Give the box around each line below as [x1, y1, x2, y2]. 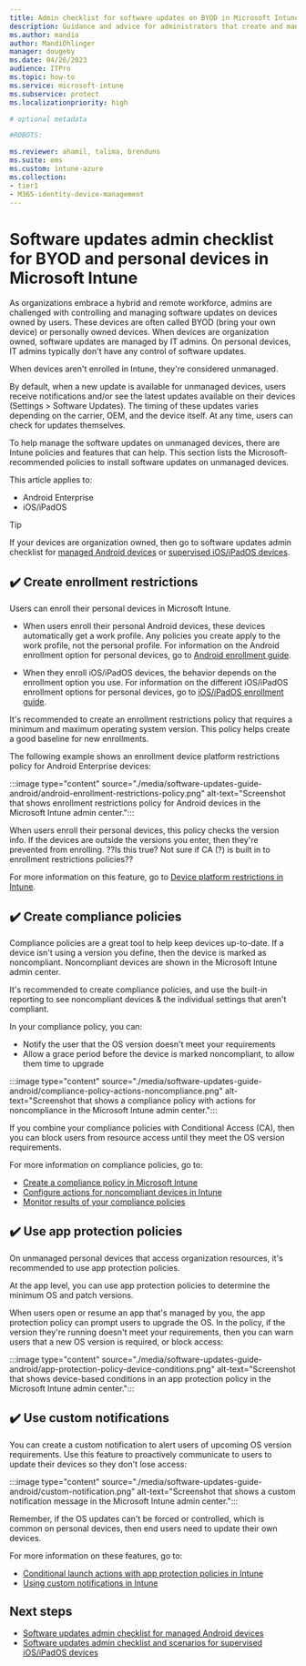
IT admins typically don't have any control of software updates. [9, 346, 247, 357]
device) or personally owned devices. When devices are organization [9, 327, 270, 338]
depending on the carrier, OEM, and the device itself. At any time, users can [9, 411, 293, 422]
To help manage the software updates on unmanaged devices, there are [9, 438, 280, 449]
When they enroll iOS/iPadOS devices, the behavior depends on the [22, 667, 277, 678]
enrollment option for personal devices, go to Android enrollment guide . [22, 650, 291, 661]
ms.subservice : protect [9, 89, 100, 98]
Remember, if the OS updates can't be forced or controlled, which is [9, 1513, 265, 1524]
